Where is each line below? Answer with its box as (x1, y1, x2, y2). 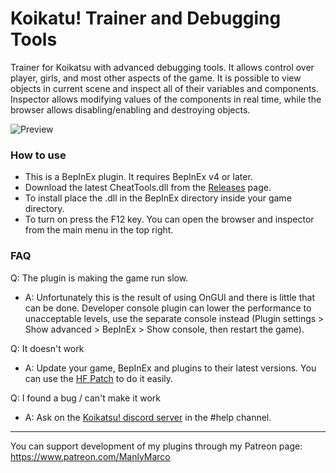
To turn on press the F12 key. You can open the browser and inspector (24, 213, 315, 226)
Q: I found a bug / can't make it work (10, 392, 162, 404)
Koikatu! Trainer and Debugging (10, 7, 282, 30)
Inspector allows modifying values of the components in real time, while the (10, 93, 322, 105)
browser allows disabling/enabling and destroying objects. (10, 103, 251, 116)
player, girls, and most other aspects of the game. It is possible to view (10, 72, 302, 84)
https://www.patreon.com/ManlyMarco (10, 450, 171, 462)
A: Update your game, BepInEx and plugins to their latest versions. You (24, 362, 317, 374)
